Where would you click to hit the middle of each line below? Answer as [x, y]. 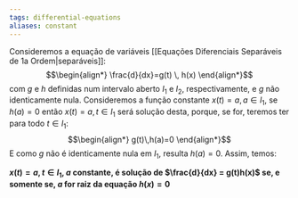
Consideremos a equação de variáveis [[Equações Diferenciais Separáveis [146, 51]
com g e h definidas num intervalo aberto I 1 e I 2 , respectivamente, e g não [145, 90]
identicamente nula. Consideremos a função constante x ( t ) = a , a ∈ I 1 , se [144, 101]
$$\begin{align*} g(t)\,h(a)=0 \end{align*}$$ [149, 139]
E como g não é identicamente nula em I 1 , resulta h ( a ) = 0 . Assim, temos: [143, 154]
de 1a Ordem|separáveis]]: [58, 61]
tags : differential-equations [65, 17]
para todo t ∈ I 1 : [39, 124]
